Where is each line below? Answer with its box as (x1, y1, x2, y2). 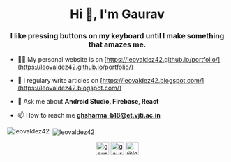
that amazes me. (88, 40, 147, 49)
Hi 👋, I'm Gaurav (69, 6, 165, 22)
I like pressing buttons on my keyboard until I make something (10, 31, 225, 41)
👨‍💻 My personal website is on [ (17, 56, 107, 64)
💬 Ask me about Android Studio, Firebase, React (17, 97, 159, 106)
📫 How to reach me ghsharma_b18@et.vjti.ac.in (17, 111, 161, 120)
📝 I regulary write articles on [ (17, 76, 103, 85)
